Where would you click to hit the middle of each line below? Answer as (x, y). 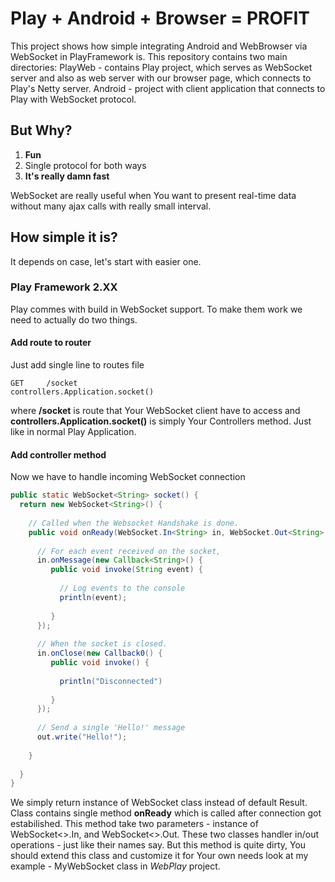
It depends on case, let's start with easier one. (106, 261)
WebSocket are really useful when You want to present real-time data (153, 195)
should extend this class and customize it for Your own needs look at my (159, 856)
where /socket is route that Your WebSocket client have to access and (155, 411)
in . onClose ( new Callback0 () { (99, 653)
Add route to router (51, 343)
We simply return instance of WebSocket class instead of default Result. (159, 803)
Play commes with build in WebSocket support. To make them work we (156, 309)
